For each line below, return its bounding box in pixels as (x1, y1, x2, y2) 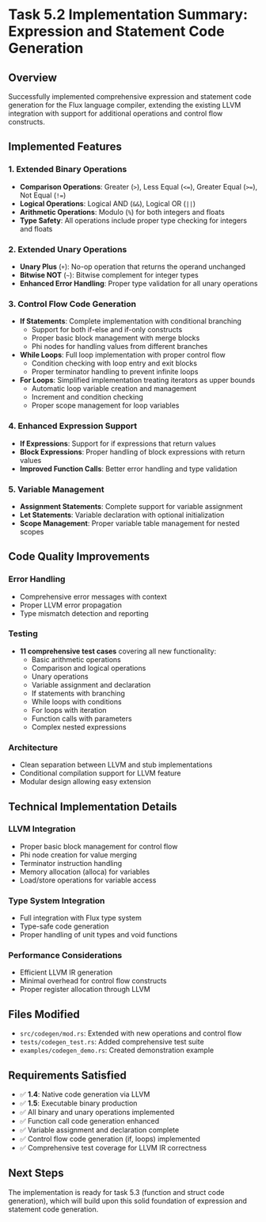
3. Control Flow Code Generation (8, 298, 137, 309)
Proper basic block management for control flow (19, 841, 178, 851)
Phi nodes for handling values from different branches (31, 342, 208, 351)
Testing (8, 628, 38, 639)
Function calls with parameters (31, 714, 132, 723)
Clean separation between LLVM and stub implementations (19, 760, 213, 770)
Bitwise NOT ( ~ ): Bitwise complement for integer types (19, 270, 199, 279)
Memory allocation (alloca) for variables (19, 867, 150, 876)
